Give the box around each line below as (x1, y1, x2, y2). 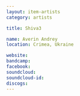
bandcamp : (6, 58, 31, 64)
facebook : (6, 64, 31, 70)
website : (6, 52, 28, 59)
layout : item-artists (6, 8, 61, 15)
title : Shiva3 (6, 25, 42, 31)
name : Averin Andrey (6, 36, 58, 42)
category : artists (6, 14, 52, 20)
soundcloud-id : (6, 74, 45, 81)
